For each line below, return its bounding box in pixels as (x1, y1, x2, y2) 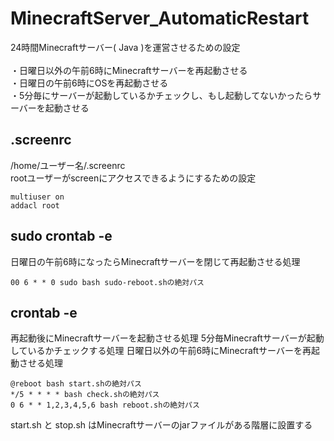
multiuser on (10, 192, 65, 202)
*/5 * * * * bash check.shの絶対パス (10, 390, 160, 400)
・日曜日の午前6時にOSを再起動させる (10, 77, 169, 89)
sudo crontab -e (10, 228, 113, 245)
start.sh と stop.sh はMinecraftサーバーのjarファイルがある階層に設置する (10, 419, 313, 431)
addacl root (10, 200, 60, 211)
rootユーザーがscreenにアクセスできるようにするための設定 (10, 172, 257, 184)
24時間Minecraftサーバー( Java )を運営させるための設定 (10, 41, 241, 53)
